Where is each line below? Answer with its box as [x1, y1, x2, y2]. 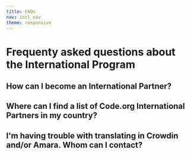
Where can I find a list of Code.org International [6, 101, 185, 111]
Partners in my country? [6, 111, 98, 121]
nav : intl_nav [6, 14, 42, 20]
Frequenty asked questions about [6, 45, 176, 59]
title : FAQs [6, 8, 36, 15]
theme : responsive [6, 20, 52, 25]
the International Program [6, 57, 135, 71]
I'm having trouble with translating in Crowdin [6, 131, 179, 141]
